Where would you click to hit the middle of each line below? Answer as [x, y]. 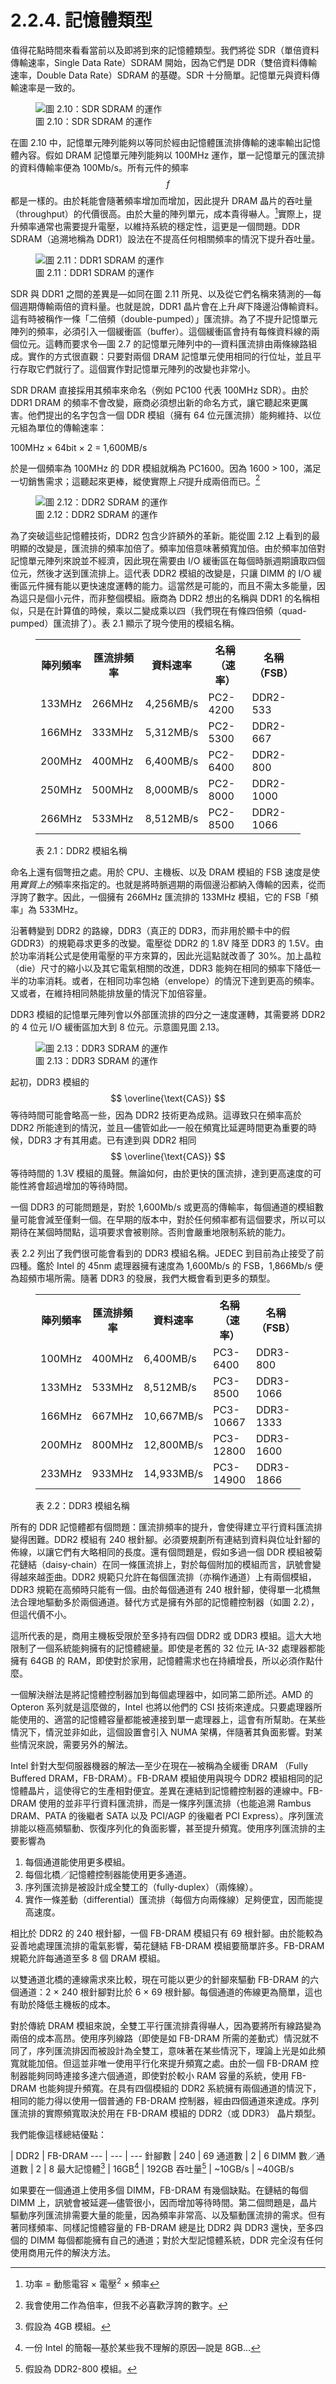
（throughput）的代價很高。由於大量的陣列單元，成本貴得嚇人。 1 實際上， [161, 213]
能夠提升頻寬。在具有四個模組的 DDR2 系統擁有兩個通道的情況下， [184, 2088]
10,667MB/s [173, 1416]
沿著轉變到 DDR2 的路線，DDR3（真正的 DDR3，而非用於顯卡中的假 [150, 931]
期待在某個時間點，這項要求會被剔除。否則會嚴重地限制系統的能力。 [150, 1232]
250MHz [61, 790]
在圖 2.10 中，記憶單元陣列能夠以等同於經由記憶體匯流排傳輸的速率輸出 [156, 142]
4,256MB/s [171, 704]
